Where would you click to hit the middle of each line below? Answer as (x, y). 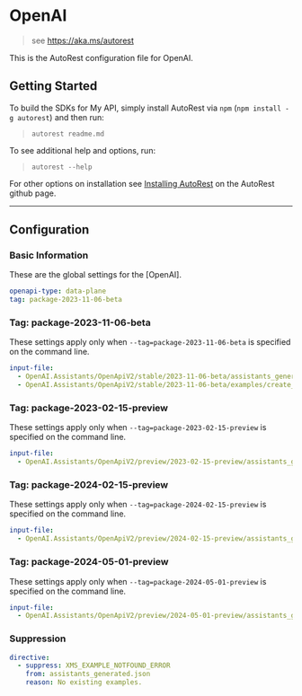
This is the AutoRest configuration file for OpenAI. (101, 57)
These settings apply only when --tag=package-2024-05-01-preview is (138, 581)
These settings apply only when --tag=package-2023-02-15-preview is (138, 427)
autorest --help (62, 167)
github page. (33, 193)
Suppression (38, 639)
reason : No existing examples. (84, 683)
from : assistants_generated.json (88, 674)
